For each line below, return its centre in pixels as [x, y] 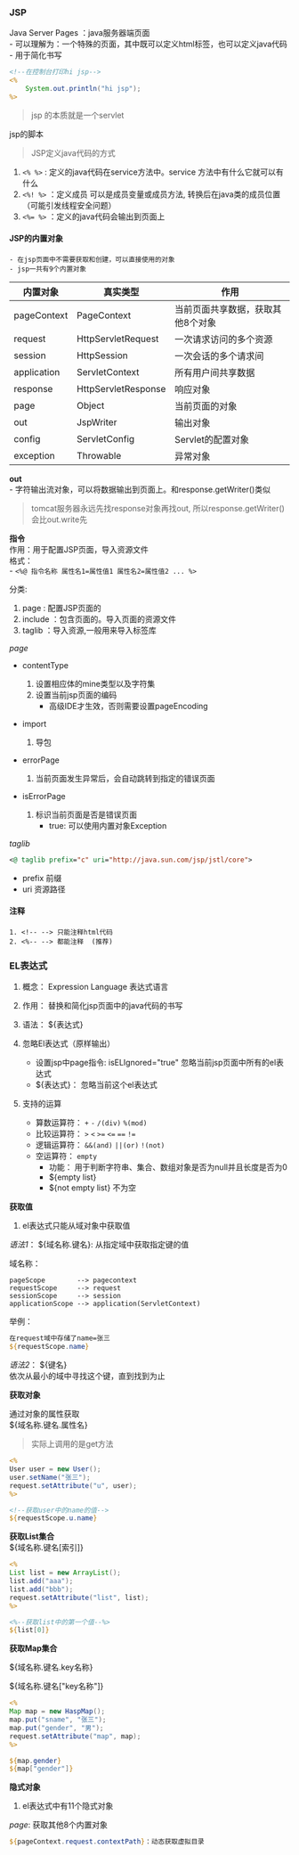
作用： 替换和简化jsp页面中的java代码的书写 [102, 1006]
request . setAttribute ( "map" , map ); [75, 1736]
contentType [45, 665]
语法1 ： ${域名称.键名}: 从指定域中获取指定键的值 [99, 1245]
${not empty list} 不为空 [92, 1188]
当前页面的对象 [206, 406]
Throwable [99, 456]
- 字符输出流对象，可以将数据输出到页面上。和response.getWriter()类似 [140, 489]
